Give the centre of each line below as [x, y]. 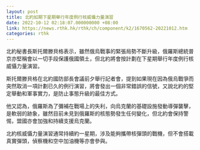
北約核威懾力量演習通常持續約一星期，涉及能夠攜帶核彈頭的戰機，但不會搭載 [100, 133]
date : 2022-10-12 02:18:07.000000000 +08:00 [62, 23]
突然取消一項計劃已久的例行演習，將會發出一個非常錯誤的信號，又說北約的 [97, 86]
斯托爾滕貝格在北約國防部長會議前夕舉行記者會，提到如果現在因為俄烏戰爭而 [100, 79]
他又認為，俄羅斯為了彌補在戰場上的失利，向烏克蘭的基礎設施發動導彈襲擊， [100, 106]
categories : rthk [28, 34]
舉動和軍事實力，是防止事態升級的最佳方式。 [66, 94]
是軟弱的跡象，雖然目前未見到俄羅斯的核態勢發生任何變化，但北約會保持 [95, 114]
